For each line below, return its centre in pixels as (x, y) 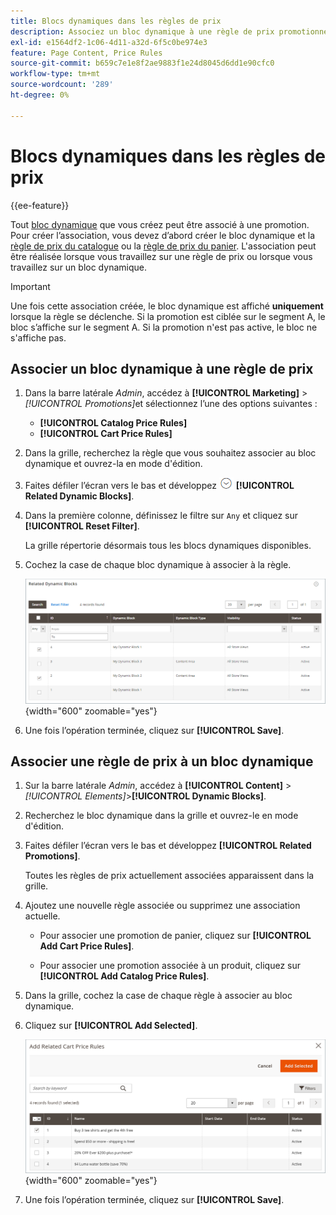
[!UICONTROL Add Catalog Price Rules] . (124, 976)
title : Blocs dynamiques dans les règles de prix (116, 21)
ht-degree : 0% (40, 95)
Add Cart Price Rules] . (87, 946)
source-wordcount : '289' (62, 85)
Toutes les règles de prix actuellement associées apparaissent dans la (169, 876)
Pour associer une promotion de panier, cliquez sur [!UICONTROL (175, 936)
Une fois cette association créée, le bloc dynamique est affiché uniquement (167, 306)
